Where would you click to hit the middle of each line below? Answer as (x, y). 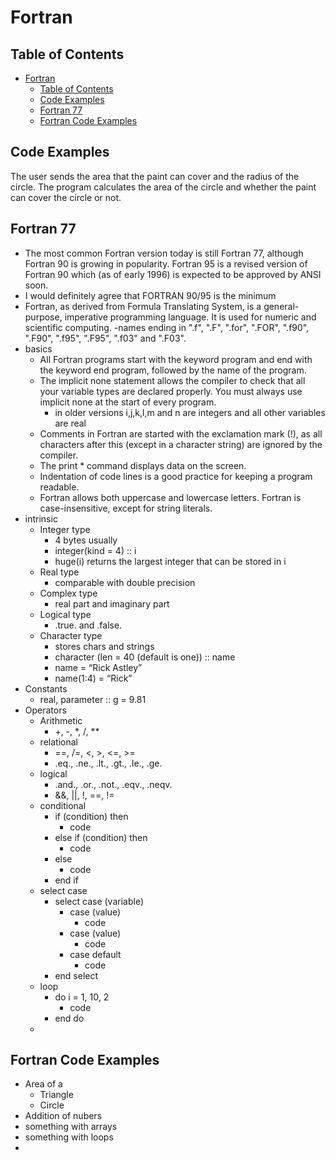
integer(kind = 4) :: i (95, 550)
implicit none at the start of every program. (128, 402)
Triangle (56, 1095)
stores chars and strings (104, 646)
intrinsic (41, 518)
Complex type (68, 593)
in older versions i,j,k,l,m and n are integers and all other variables (190, 412)
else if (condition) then (101, 837)
